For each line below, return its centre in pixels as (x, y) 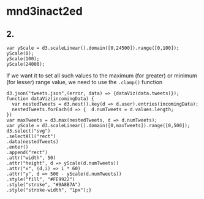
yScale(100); (23, 59)
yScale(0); (20, 53)
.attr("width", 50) (31, 158)
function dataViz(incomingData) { (51, 99)
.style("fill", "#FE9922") (41, 179)
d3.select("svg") (28, 131)
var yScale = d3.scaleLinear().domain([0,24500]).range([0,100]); (93, 48)
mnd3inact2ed (44, 11)
